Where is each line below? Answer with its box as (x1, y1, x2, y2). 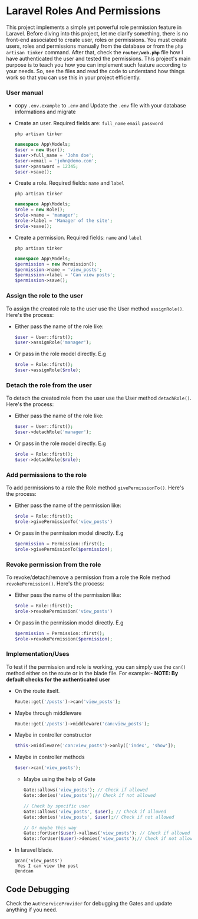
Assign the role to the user (6, 292, 84, 300)
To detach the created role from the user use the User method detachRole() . (6, 394, 192, 402)
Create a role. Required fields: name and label (14, 179, 125, 187)
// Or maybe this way (23, 825, 77, 830)
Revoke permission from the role (6, 560, 101, 568)
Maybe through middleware (14, 709, 82, 717)
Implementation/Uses (6, 650, 70, 658)
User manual (6, 89, 44, 97)
